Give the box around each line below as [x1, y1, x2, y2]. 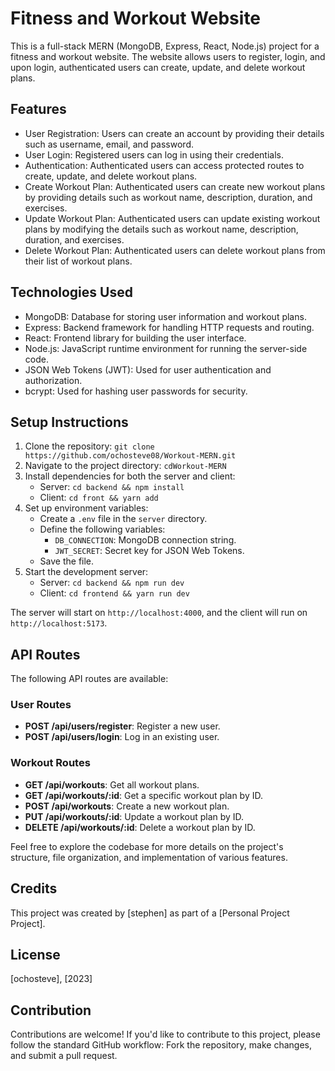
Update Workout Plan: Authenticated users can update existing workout [24, 212, 321, 224]
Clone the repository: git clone [24, 440, 155, 452]
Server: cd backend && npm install [39, 481, 185, 493]
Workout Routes [10, 756, 91, 770]
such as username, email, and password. [24, 138, 194, 150]
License [10, 946, 61, 963]
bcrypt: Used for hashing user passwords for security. [24, 385, 248, 397]
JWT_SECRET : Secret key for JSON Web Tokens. [54, 545, 245, 557]
